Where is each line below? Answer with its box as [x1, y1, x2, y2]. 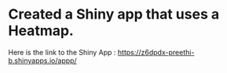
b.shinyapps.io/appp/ [8, 56, 77, 65]
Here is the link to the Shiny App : [8, 47, 116, 57]
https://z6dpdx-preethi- [117, 47, 195, 57]
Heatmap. [8, 22, 75, 40]
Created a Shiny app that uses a [8, 5, 220, 23]
